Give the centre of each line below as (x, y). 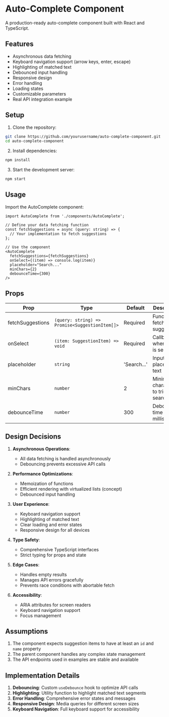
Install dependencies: (35, 151)
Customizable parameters (39, 93)
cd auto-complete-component (35, 141)
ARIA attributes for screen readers (56, 605)
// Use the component (28, 247)
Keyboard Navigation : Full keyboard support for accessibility (76, 709)
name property (27, 649)
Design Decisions (33, 437)
